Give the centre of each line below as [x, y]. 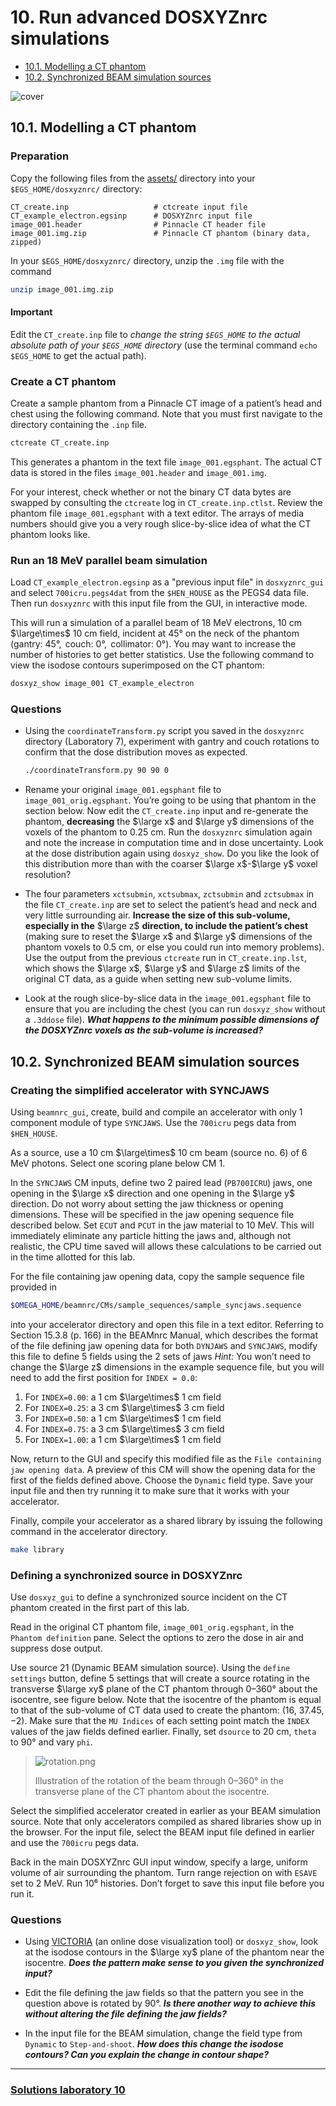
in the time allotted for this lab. [73, 1257]
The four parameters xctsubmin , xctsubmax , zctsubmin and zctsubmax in [169, 894]
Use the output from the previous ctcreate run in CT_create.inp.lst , [166, 958]
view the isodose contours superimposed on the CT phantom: [137, 665]
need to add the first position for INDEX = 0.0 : [104, 1377]
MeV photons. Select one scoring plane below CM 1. [118, 1163]
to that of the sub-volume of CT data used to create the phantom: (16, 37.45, [167, 1710]
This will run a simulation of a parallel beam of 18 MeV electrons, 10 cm [156, 623]
